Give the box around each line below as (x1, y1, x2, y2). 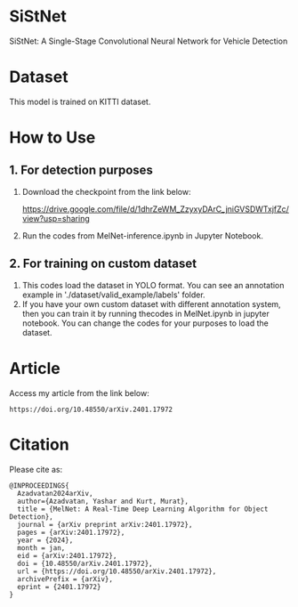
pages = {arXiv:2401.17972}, (17, 528, 125, 537)
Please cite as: (9, 464, 63, 474)
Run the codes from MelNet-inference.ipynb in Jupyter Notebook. (21, 230, 264, 241)
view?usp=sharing (21, 213, 91, 223)
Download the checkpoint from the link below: (21, 186, 191, 197)
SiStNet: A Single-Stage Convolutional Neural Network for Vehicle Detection (9, 36, 288, 46)
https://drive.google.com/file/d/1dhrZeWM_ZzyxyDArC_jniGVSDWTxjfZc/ (21, 203, 289, 214)
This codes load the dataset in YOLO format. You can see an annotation (21, 279, 285, 290)
